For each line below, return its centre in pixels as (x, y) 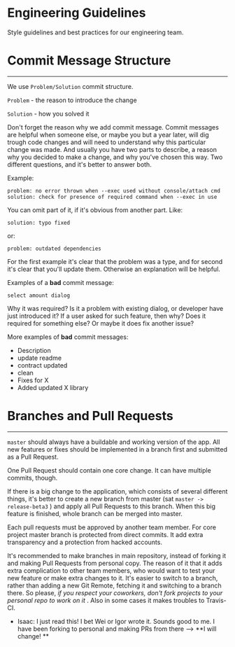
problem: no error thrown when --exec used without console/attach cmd (114, 190)
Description (34, 350)
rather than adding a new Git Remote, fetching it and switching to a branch (114, 585)
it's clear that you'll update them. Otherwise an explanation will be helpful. (114, 269)
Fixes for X (33, 380)
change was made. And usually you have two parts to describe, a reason (112, 149)
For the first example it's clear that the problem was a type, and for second (115, 261)
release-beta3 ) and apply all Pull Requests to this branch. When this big (111, 506)
